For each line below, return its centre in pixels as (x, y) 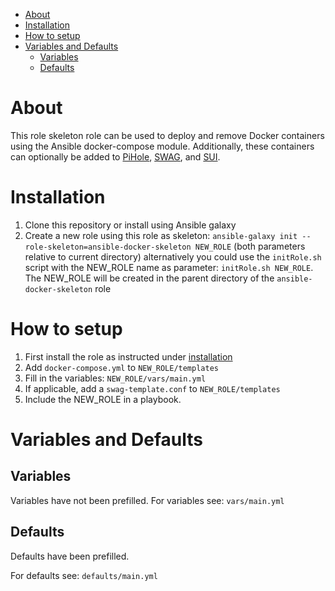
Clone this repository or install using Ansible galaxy (130, 225)
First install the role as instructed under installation (128, 356)
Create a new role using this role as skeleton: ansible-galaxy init (161, 235)
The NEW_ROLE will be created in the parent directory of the (149, 278)
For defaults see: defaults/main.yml (84, 575)
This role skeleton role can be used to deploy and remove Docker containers (167, 135)
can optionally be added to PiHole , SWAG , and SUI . (115, 156)
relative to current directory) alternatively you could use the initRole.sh (173, 256)
